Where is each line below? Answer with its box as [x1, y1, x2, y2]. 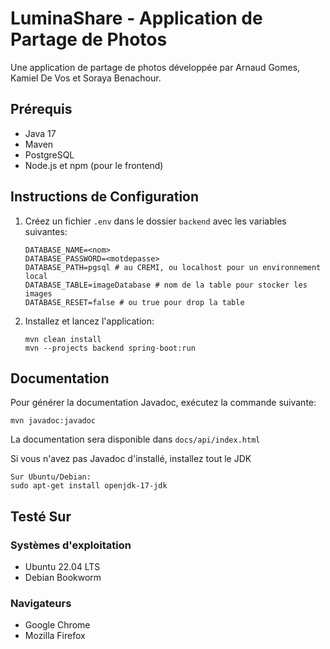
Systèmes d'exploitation [10, 538, 132, 552]
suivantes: [24, 225, 68, 237]
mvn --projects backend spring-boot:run [24, 343, 196, 353]
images [24, 288, 53, 299]
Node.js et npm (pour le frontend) [24, 159, 164, 171]
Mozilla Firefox [24, 630, 86, 642]
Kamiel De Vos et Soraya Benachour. [10, 72, 162, 84]
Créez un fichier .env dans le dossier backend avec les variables [24, 215, 287, 227]
